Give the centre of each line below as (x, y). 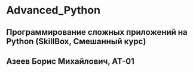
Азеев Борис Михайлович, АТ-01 (70, 61)
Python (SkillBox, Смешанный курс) (76, 41)
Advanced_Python (53, 10)
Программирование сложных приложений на (97, 32)
